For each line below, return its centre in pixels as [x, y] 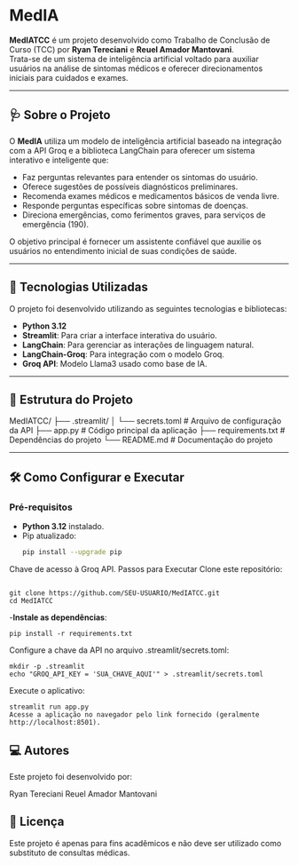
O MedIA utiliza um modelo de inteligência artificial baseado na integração [145, 141]
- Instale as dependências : [58, 617]
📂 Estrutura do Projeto [71, 399]
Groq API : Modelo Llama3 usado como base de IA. [114, 363]
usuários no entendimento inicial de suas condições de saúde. [123, 250]
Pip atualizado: [49, 536]
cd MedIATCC [31, 600]
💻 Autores [39, 751]
